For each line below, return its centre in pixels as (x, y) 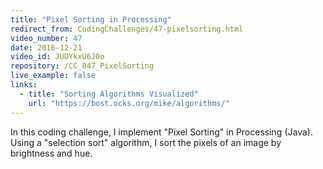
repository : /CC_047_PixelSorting (82, 66)
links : (24, 85)
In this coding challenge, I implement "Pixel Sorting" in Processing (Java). (161, 132)
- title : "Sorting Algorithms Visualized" (109, 94)
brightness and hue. (51, 153)
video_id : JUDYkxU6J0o (57, 57)
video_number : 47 (46, 38)
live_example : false (53, 76)
